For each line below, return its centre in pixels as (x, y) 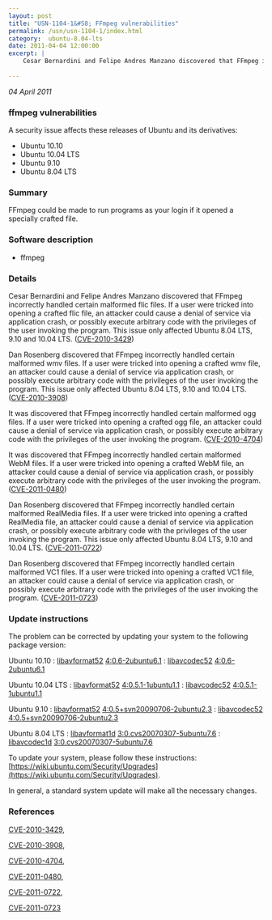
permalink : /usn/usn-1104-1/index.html (76, 31)
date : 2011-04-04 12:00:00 (54, 46)
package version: (37, 645)
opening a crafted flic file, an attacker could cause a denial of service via (130, 313)
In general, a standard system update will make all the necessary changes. (133, 791)
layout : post (30, 16)
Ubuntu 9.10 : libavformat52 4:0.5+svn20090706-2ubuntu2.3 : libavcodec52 (136, 710)
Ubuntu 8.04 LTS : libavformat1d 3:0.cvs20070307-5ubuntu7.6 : (115, 734)
